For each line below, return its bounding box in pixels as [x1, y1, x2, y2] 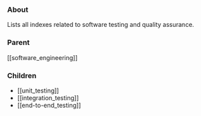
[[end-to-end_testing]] [17, 101, 81, 109]
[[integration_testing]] [17, 93, 79, 101]
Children [7, 70, 36, 80]
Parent [7, 38, 30, 48]
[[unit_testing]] [17, 86, 59, 95]
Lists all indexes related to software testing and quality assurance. [7, 21, 195, 29]
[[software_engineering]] [7, 53, 78, 61]
